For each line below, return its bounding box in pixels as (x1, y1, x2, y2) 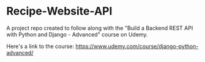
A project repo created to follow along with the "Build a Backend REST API (6, 24, 193, 32)
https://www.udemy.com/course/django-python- (75, 43, 199, 50)
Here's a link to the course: (6, 43, 75, 50)
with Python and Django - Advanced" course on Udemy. (6, 30, 148, 38)
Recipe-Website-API (6, 4, 113, 18)
